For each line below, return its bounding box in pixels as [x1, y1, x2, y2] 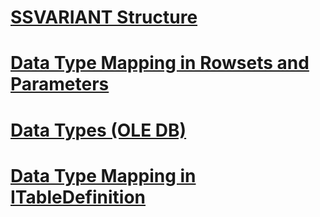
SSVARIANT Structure [10, 6, 198, 29]
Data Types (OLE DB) [10, 119, 187, 141]
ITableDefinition [10, 186, 147, 208]
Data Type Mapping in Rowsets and [10, 52, 310, 75]
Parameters [10, 73, 110, 96]
